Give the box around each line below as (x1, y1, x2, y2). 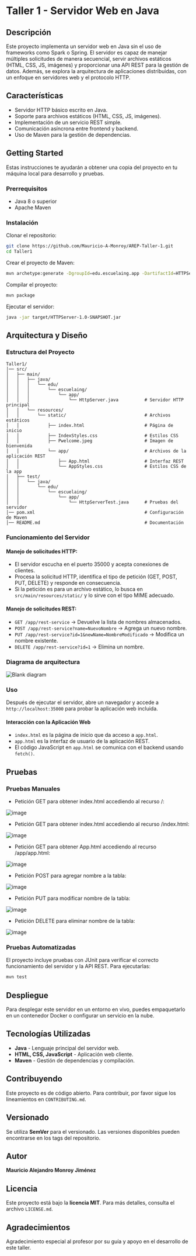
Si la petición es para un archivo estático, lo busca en (14, 586, 143, 593)
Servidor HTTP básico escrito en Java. (14, 106, 108, 113)
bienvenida (6, 443, 33, 449)
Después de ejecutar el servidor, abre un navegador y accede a (6, 699, 159, 706)
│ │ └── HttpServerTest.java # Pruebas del (6, 499, 179, 505)
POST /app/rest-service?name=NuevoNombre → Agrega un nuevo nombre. (14, 624, 187, 632)
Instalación (6, 218, 38, 226)
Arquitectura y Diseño (6, 330, 87, 340)
